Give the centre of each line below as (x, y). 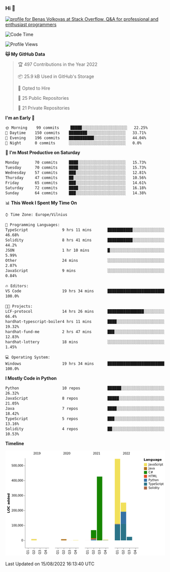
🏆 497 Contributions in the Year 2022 (58, 64)
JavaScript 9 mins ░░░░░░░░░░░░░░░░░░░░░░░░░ (85, 271)
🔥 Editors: (17, 286)
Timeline (15, 444)
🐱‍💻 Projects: (19, 307)
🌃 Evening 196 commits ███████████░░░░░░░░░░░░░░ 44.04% (76, 138)
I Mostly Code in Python (31, 378)
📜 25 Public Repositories (43, 98)
